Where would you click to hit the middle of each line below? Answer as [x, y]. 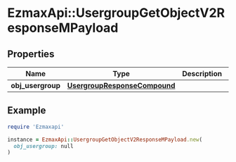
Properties [31, 54]
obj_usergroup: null [44, 146]
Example [27, 111]
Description [202, 74]
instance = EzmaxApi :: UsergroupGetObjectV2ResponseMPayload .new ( [105, 139]
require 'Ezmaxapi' [36, 127]
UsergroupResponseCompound [121, 86]
